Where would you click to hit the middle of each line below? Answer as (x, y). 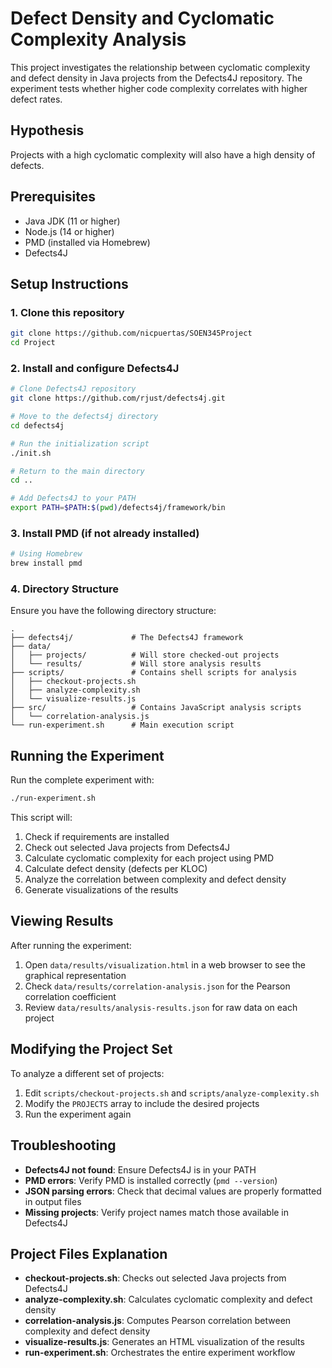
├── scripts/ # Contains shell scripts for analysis (154, 673)
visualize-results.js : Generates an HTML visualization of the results (164, 1342)
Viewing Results (62, 921)
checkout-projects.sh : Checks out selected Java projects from (155, 1278)
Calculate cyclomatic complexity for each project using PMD (149, 858)
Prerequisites (53, 197)
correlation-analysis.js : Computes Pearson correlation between (158, 1321)
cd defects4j (37, 425)
